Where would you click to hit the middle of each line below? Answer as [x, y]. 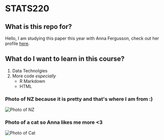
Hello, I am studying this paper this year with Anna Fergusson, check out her [82, 38]
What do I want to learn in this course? [65, 59]
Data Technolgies [30, 70]
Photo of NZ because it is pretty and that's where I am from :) [79, 99]
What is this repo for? [39, 27]
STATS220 [27, 9]
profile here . [17, 44]
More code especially [34, 76]
